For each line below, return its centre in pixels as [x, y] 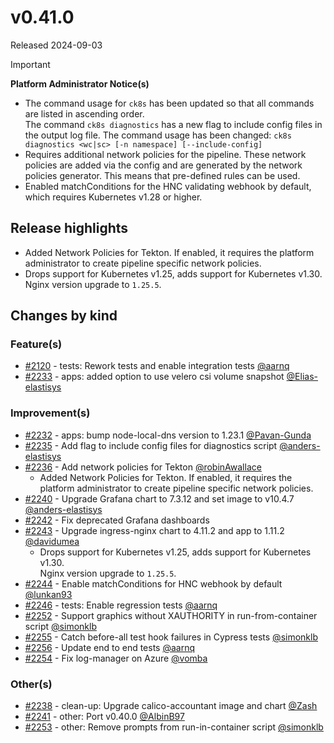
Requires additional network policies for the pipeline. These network [165, 154]
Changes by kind [64, 316]
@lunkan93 [48, 594]
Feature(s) [36, 344]
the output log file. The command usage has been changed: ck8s [158, 135]
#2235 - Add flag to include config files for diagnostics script [151, 445]
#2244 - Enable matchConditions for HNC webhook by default [153, 583]
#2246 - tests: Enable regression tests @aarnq [121, 605]
